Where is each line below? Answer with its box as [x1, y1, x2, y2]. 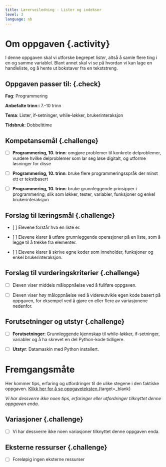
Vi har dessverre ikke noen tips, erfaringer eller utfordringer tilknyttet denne [5, 395, 161, 401]
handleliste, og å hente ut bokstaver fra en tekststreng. [5, 65, 118, 71]
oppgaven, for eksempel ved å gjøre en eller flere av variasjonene [12, 298, 148, 304]
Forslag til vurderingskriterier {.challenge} [5, 269, 140, 277]
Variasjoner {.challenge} [5, 415, 83, 424]
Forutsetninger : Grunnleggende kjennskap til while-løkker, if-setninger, [12, 331, 160, 337]
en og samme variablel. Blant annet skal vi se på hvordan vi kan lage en [5, 60, 152, 66]
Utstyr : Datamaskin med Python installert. [12, 346, 99, 352]
